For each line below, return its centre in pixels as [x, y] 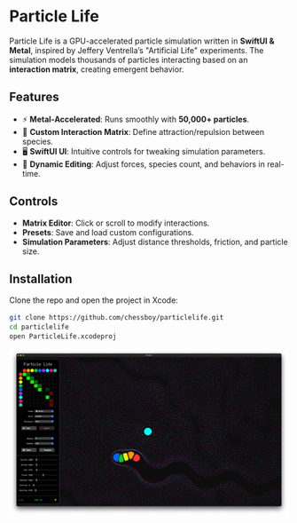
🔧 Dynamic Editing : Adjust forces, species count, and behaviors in [144, 164]
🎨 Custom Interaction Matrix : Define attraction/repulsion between [143, 131]
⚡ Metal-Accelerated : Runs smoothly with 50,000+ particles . [136, 119]
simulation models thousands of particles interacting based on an [129, 59]
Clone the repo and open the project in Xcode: [94, 300]
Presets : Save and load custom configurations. [108, 232]
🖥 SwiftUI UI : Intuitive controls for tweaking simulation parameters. [144, 151]
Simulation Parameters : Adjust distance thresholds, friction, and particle [155, 242]
